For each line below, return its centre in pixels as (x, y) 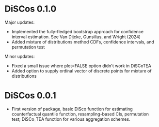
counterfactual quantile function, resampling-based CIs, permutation (80, 114)
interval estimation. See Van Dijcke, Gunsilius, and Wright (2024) (76, 37)
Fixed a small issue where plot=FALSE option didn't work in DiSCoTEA (81, 66)
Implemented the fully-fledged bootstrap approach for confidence (78, 31)
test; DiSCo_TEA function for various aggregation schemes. (71, 119)
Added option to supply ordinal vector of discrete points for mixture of (81, 71)
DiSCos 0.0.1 (30, 96)
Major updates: (20, 22)
